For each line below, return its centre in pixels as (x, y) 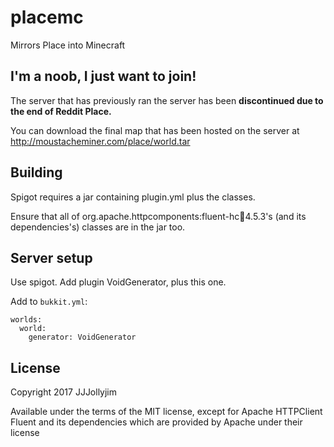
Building (36, 172)
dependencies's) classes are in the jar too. (98, 227)
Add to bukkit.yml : (49, 302)
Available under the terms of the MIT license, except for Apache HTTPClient (166, 412)
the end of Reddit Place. (61, 111)
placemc (47, 17)
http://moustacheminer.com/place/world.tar (100, 141)
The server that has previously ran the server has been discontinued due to (167, 100)
